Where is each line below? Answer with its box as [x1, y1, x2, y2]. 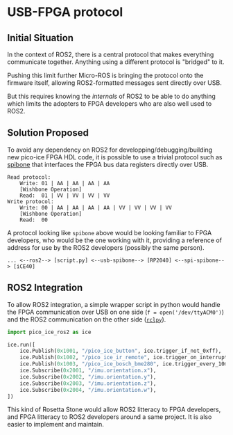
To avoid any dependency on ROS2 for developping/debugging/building [7, 145, 213, 154]
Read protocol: [7, 173, 51, 181]
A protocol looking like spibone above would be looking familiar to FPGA [7, 228, 212, 237]
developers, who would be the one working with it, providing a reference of [7, 236, 222, 244]
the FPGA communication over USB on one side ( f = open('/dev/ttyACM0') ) [7, 308, 224, 316]
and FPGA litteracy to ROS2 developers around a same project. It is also [7, 413, 212, 421]
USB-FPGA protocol [7, 4, 123, 20]
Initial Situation [7, 32, 74, 44]
